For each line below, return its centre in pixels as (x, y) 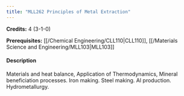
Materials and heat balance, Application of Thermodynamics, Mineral (92, 74)
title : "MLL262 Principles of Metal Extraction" (68, 12)
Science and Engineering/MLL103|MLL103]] (60, 47)
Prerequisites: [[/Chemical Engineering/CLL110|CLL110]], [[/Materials (92, 40)
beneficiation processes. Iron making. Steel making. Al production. (89, 80)
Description (21, 61)
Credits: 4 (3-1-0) (29, 29)
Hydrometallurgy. (28, 86)
